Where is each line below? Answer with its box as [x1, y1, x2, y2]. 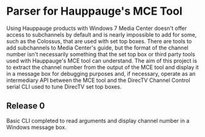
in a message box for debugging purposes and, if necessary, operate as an [6, 70, 196, 77]
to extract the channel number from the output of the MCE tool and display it [6, 63, 199, 71]
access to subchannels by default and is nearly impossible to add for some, [6, 31, 197, 38]
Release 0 [6, 101, 45, 111]
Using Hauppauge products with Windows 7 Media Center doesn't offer [6, 24, 187, 32]
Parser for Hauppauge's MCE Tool [6, 4, 182, 18]
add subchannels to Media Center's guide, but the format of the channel [6, 44, 188, 51]
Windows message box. [6, 124, 67, 131]
